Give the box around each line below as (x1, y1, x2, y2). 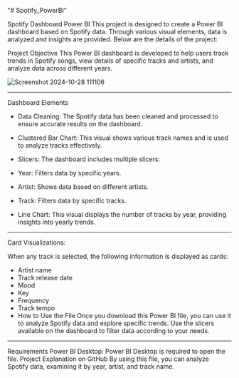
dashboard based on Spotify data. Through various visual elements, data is (7, 28, 228, 36)
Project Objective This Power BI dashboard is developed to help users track (7, 49, 229, 57)
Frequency (17, 296, 50, 305)
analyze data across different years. (7, 64, 112, 72)
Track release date (17, 274, 73, 282)
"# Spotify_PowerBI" (7, 6, 68, 14)
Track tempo (17, 304, 55, 312)
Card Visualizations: (7, 238, 66, 247)
